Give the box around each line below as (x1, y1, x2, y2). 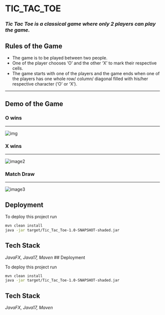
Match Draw (5, 171, 35, 177)
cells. (12, 65, 24, 71)
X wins (5, 143, 22, 149)
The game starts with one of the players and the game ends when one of (12, 70, 160, 76)
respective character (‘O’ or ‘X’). (12, 81, 78, 86)
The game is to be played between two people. (12, 55, 108, 60)
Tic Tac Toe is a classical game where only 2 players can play (5, 21, 156, 28)
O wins (5, 115, 22, 121)
